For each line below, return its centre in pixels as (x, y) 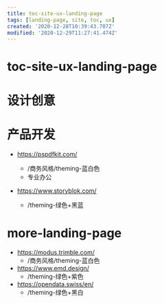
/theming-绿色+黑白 (55, 292)
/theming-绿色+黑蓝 (55, 205)
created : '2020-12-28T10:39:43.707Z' (61, 26)
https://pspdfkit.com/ (47, 154)
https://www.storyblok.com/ (57, 191)
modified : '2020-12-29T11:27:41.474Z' (62, 33)
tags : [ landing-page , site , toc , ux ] (61, 20)
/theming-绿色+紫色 (55, 276)
